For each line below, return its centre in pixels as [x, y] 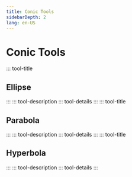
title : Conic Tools [30, 12]
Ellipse [19, 87]
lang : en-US [21, 23]
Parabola [23, 120]
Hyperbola [26, 153]
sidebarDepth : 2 [26, 17]
